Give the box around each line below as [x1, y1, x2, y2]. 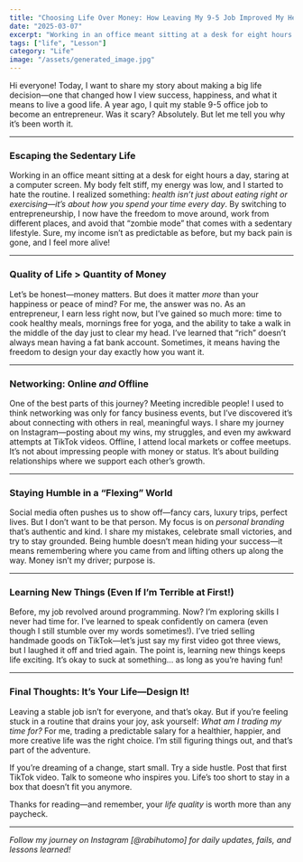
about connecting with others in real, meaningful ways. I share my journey [9, 417, 285, 427]
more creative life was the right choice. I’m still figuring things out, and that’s [9, 735, 293, 745]
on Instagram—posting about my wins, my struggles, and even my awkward [9, 426, 291, 437]
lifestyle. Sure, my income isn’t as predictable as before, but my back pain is [9, 228, 293, 239]
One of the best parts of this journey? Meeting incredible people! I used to [9, 398, 284, 408]
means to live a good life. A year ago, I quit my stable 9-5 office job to [9, 99, 269, 109]
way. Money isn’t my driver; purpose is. [9, 555, 156, 566]
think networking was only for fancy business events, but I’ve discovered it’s [9, 408, 293, 418]
